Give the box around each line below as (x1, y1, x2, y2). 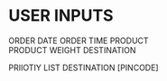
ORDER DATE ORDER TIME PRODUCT (8, 35, 150, 46)
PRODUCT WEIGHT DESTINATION (8, 44, 136, 55)
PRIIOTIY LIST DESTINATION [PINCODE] (8, 62, 159, 73)
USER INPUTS (8, 5, 114, 26)
